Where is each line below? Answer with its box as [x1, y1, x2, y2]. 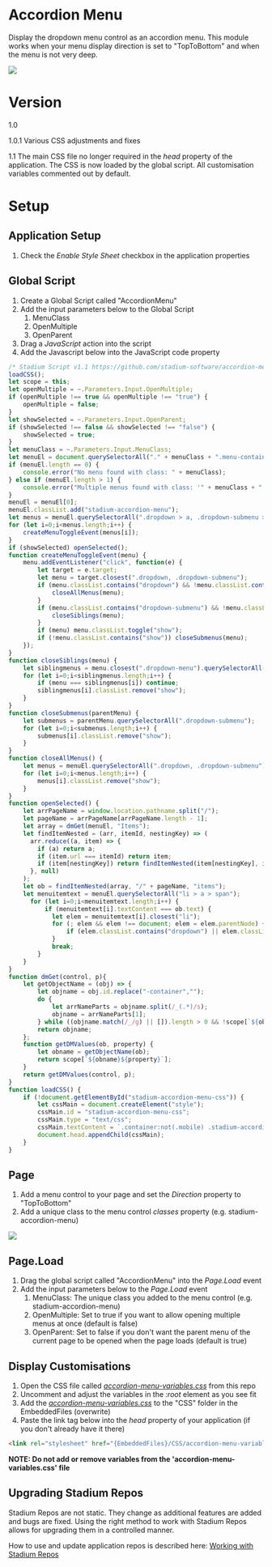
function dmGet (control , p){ [8, 973, 107, 981]
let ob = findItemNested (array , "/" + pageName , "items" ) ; [23, 883, 227, 891]
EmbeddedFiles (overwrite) [19, 1407, 111, 1416]
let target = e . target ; [37, 566, 117, 574]
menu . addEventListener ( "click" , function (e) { [23, 559, 183, 567]
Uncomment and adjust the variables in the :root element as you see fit [19, 1390, 257, 1399]
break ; [51, 943, 74, 951]
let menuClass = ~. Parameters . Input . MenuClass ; [8, 445, 172, 454]
